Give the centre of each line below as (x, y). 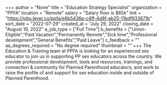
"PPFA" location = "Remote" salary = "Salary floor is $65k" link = (73, 13)
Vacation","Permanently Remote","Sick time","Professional (96, 35)
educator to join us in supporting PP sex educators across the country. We (83, 56)
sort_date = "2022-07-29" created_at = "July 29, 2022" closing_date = (79, 24)
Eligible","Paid (20, 35)
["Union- (137, 29)
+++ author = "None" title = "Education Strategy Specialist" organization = (84, 7)
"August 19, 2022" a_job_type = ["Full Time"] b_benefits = (66, 29)
